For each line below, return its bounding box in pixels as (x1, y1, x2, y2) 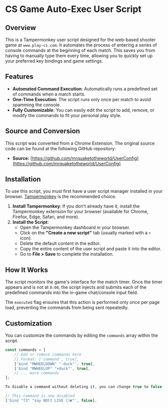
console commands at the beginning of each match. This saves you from (5, 48, 155, 53)
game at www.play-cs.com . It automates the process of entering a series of (5, 42, 157, 48)
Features (5, 73, 33, 81)
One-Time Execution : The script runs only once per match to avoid (12, 96, 151, 102)
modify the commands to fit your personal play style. (12, 112, 121, 118)
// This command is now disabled (5, 393, 75, 398)
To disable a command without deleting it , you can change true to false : (5, 384, 164, 389)
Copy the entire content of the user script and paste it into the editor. (19, 246, 161, 252)
